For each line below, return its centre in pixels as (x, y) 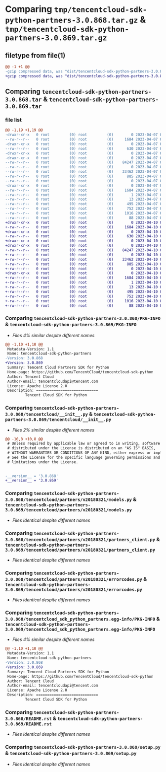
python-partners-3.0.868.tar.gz (72, 21)
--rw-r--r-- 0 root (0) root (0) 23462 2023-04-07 (82, 172)
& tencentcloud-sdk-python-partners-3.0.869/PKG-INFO (71, 325)
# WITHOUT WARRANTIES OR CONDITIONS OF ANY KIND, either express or (79, 453)
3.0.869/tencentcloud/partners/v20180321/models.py (69, 510)
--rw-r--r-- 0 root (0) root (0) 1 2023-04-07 (82, 195)
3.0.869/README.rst (28, 724)
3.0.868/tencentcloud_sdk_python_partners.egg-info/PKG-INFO (80, 619)
